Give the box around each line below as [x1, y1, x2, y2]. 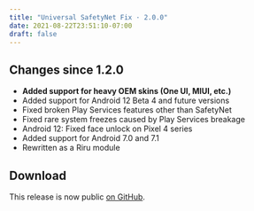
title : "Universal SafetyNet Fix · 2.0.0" [9, 12, 168, 22]
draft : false [9, 29, 58, 38]
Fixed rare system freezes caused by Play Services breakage [21, 114, 246, 125]
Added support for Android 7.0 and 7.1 [21, 133, 159, 144]
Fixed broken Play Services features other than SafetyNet [21, 105, 233, 115]
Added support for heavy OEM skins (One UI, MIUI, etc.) [21, 86, 232, 97]
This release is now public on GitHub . [9, 191, 146, 202]
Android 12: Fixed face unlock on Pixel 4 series [21, 123, 193, 134]
